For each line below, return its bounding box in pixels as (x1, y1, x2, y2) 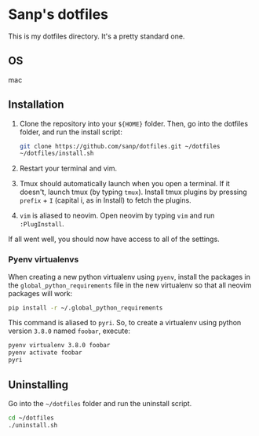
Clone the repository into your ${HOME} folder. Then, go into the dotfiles (19, 119, 249, 128)
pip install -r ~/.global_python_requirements (8, 304, 163, 312)
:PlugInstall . (19, 219, 64, 229)
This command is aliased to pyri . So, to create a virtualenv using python (8, 318, 242, 328)
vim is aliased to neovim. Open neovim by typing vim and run (19, 211, 215, 221)
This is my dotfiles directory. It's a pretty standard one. (8, 31, 185, 41)
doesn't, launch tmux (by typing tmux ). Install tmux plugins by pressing (19, 187, 247, 197)
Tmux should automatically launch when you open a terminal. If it (19, 179, 230, 189)
